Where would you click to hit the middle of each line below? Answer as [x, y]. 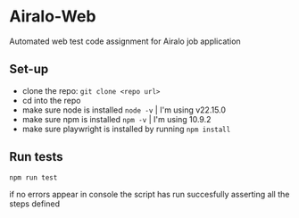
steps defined [35, 204]
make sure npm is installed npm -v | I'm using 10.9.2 [116, 119]
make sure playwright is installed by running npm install [126, 129]
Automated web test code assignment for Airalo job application [125, 41]
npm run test [33, 177]
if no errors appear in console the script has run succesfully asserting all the [149, 194]
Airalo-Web [53, 17]
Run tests [36, 157]
